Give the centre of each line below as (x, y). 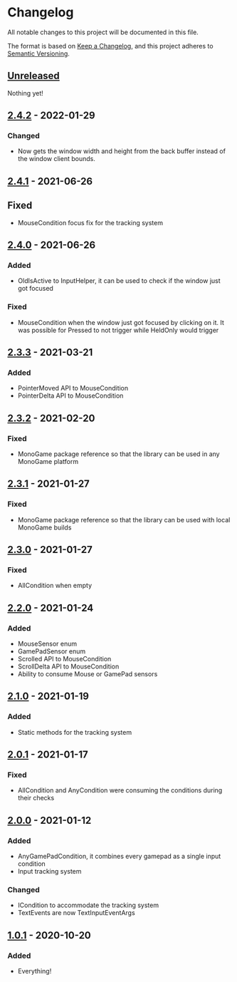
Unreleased (34, 76)
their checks (36, 798)
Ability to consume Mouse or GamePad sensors (88, 674)
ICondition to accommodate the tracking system (88, 905)
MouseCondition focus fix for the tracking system (90, 222)
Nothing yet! (26, 93)
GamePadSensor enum (52, 651)
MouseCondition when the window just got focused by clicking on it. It (121, 322)
